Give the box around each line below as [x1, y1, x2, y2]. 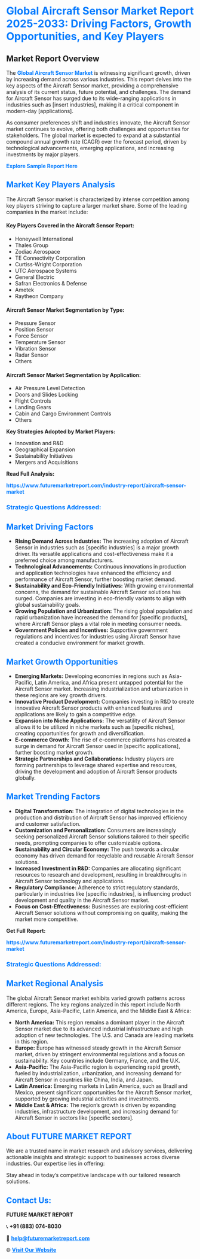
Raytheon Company [14, 293, 64, 300]
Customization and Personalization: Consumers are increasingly [14, 826, 176, 834]
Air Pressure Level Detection [14, 385, 85, 392]
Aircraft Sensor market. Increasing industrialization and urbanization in [14, 685, 189, 692]
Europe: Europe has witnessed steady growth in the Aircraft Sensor [14, 1044, 181, 1051]
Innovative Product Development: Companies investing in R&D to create [14, 698, 195, 705]
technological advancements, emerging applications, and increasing [6, 145, 174, 151]
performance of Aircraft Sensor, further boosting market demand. [14, 576, 176, 583]
